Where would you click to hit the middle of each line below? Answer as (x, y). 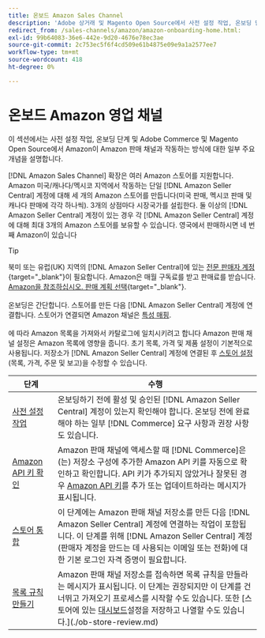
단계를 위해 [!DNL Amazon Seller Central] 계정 (169, 536)
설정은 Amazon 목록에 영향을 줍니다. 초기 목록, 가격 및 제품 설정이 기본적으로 (134, 343)
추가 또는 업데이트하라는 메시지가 (188, 485)
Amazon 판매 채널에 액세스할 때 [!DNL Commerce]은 (152, 450)
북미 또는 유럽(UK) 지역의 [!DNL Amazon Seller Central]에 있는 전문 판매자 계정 (131, 266)
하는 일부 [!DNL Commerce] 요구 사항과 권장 (153, 423)
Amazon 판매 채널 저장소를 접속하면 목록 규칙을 (141, 574)
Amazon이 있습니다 (47, 235)
